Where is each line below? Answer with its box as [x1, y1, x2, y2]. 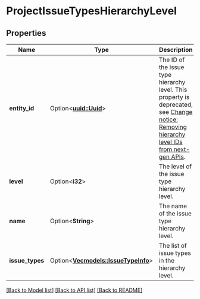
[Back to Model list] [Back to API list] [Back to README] [6, 286, 143, 294]
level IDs [158, 138, 183, 146]
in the [158, 257, 175, 264]
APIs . [171, 153, 186, 161]
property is [158, 93, 190, 101]
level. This [158, 85, 187, 94]
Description [158, 46, 193, 54]
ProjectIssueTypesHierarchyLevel [6, 4, 177, 18]
